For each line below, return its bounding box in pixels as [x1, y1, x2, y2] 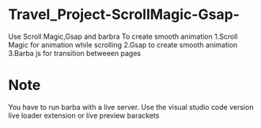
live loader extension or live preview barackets [8, 111, 160, 120]
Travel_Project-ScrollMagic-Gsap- [8, 6, 240, 24]
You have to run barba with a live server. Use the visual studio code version [8, 102, 254, 111]
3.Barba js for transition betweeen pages [8, 48, 141, 58]
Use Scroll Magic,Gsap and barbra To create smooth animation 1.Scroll [8, 32, 238, 41]
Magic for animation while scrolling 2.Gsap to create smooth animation [8, 40, 238, 49]
